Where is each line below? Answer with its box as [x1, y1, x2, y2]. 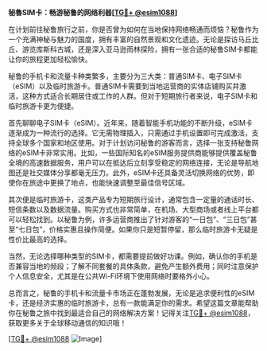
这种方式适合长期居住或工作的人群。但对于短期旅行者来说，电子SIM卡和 [21, 92, 258, 100]
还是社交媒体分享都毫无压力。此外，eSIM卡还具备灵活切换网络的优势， [14, 168, 248, 177]
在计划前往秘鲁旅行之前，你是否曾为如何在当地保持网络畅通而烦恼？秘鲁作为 [8, 25, 259, 34]
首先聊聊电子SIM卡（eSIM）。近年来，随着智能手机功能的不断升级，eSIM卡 [8, 119, 253, 127]
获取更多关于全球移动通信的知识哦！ [8, 318, 127, 327]
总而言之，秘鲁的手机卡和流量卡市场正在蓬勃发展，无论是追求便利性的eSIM [8, 288, 255, 298]
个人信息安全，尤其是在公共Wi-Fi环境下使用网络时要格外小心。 [8, 271, 215, 281]
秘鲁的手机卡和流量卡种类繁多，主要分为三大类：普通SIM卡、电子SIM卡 [8, 72, 242, 80]
